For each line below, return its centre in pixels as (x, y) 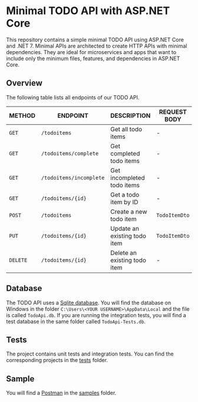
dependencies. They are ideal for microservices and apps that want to (91, 52)
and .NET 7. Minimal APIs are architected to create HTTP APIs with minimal (97, 46)
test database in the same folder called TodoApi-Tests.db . (76, 321)
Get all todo (126, 129)
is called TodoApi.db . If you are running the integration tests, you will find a (96, 315)
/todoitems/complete (70, 153)
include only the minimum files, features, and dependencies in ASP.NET (93, 58)
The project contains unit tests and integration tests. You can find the (90, 354)
